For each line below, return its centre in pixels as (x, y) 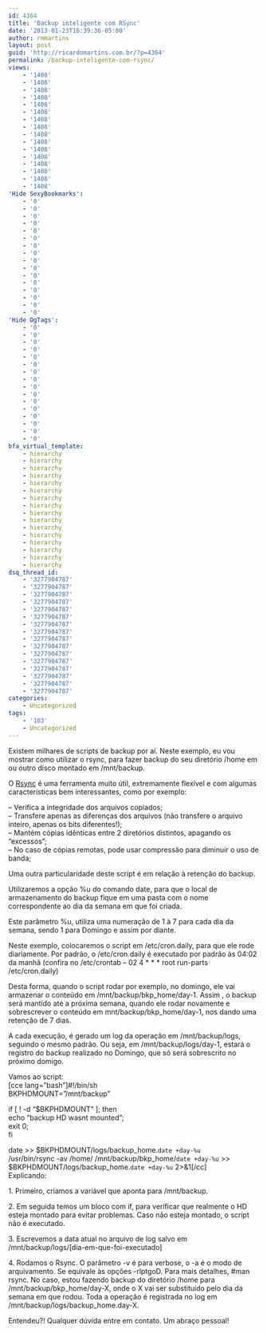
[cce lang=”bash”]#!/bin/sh (53, 1085)
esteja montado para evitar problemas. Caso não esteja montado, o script (129, 1215)
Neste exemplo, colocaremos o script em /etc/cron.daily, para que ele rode (132, 945)
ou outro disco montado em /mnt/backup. (77, 768)
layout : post (30, 45)
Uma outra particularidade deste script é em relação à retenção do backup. (132, 873)
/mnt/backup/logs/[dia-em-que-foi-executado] (85, 1247)
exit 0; (19, 1125)
